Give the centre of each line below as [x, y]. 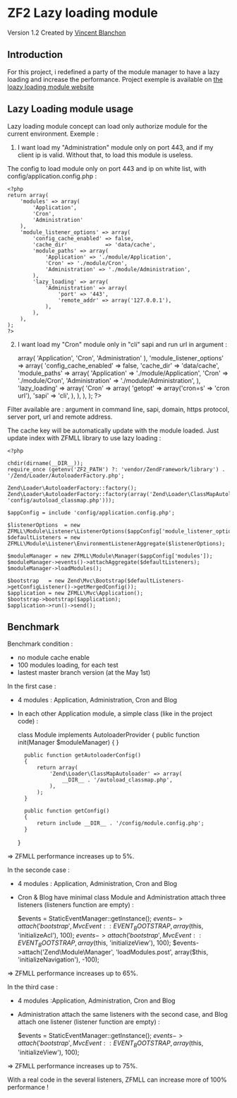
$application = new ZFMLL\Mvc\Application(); [75, 593]
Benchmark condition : [40, 644]
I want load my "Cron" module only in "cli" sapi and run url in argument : [122, 344]
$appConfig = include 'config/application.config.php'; [91, 513]
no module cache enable [54, 658]
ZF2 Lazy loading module [83, 13]
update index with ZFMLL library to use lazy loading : [84, 438]
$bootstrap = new [36, 581]
